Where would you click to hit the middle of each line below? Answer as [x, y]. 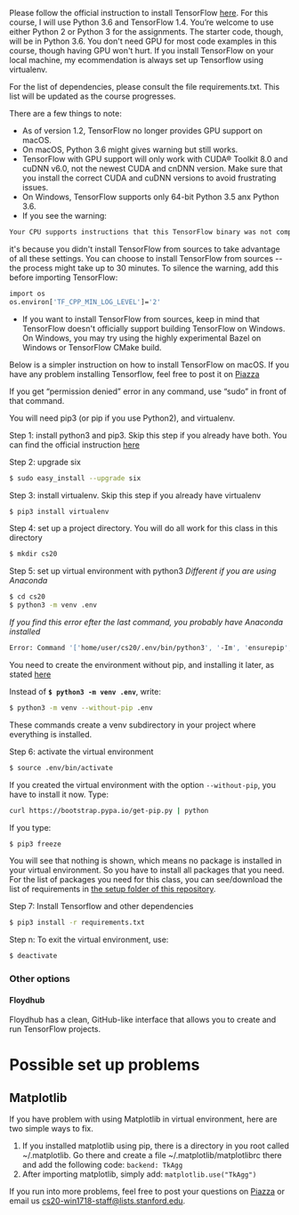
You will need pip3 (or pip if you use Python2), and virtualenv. [122, 418]
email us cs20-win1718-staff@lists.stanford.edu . [97, 1201]
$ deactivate [33, 956]
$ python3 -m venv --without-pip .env [81, 708]
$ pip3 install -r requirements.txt [77, 923]
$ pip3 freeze [36, 844]
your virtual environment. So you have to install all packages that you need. [147, 870]
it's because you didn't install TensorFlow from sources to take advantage [145, 249]
